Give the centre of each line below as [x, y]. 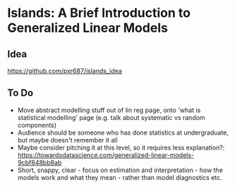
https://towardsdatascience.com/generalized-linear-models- [106, 155]
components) [37, 125]
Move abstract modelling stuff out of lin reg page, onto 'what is [109, 110]
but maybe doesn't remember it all [67, 140]
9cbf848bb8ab [40, 162]
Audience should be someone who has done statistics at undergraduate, [123, 133]
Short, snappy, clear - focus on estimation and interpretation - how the [120, 170]
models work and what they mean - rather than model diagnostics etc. [120, 177]
